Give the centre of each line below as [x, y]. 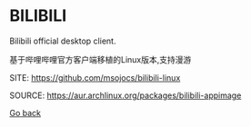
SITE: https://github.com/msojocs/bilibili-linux [95, 77]
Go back [25, 112]
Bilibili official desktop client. [63, 41]
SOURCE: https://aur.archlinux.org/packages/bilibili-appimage [125, 95]
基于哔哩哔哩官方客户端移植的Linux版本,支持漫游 [100, 59]
